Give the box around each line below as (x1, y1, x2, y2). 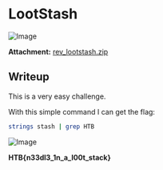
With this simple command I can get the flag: (8, 107, 156, 116)
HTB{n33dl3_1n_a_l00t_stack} (8, 152, 111, 162)
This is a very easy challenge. (8, 91, 106, 101)
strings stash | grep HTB (8, 122, 94, 131)
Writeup (8, 70, 50, 84)
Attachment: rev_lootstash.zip (8, 47, 109, 56)
